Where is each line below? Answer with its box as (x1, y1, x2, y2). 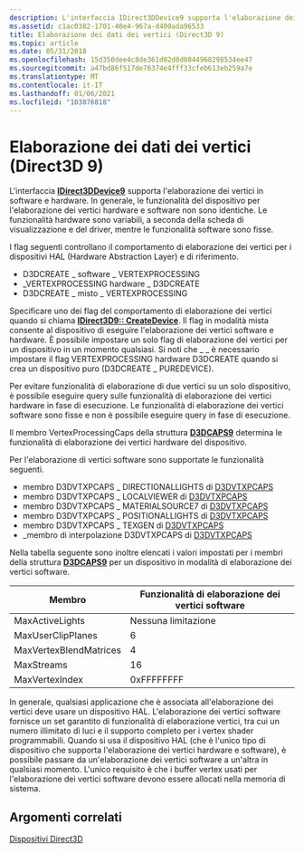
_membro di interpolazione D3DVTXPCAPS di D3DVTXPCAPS (22, 530, 253, 541)
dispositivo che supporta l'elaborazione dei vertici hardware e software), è (9, 744, 287, 756)
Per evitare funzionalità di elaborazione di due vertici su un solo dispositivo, (9, 381, 291, 392)
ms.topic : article (9, 38, 79, 48)
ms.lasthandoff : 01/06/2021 (9, 89, 116, 98)
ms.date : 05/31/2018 (9, 47, 88, 56)
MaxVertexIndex (14, 674, 84, 686)
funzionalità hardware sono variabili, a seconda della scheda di (9, 215, 244, 225)
